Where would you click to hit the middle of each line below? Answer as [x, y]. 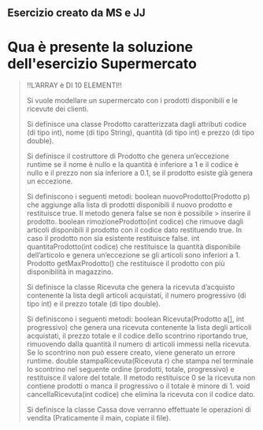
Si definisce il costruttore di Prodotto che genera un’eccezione [128, 156]
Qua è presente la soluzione [100, 47]
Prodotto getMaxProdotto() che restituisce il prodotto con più [126, 264]
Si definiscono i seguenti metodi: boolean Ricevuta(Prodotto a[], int [135, 319]
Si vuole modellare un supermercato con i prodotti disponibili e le [132, 101]
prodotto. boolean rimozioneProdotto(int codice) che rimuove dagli [135, 222]
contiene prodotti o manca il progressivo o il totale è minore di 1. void [138, 386]
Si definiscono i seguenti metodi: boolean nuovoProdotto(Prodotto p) [138, 197]
